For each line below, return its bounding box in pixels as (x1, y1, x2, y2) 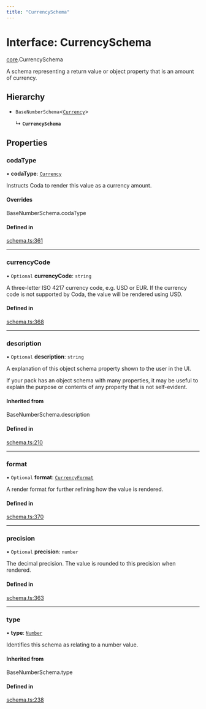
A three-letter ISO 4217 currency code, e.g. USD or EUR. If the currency (6, 284, 187, 291)
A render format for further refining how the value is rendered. (6, 485, 164, 493)
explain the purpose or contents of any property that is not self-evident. (6, 384, 188, 391)
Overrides (6, 195, 32, 203)
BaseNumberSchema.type (6, 669, 73, 676)
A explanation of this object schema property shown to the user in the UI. (6, 365, 191, 373)
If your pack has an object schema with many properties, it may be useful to (6, 377, 199, 384)
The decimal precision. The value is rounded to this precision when (6, 560, 176, 567)
